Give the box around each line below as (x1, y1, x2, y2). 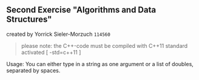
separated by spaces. (6, 67, 61, 74)
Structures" (6, 15, 52, 25)
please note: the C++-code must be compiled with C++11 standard (21, 42, 188, 49)
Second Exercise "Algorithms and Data (6, 5, 157, 15)
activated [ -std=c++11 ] (21, 48, 81, 56)
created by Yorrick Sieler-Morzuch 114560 (6, 30, 110, 38)
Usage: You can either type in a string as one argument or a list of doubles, (6, 60, 194, 67)
